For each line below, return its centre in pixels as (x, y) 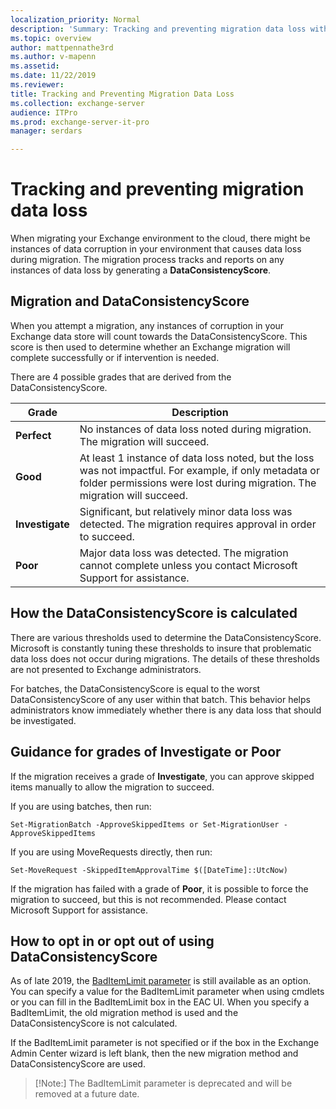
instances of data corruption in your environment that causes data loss (156, 249)
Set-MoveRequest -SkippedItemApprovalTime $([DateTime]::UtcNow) (149, 870)
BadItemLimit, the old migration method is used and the (124, 1013)
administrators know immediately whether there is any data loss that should (166, 710)
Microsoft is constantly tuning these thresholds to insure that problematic (161, 648)
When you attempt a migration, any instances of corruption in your (147, 325)
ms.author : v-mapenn (53, 57)
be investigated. (43, 720)
